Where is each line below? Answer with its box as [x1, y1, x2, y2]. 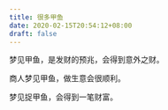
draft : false [9, 29, 57, 38]
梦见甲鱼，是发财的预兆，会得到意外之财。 [9, 55, 164, 65]
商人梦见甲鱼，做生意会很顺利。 [9, 73, 126, 84]
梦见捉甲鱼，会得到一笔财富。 [9, 92, 118, 102]
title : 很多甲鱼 [9, 12, 64, 22]
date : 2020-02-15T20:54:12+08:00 [9, 21, 133, 30]
